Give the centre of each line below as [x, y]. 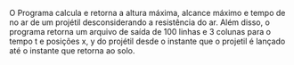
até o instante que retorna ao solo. [72, 51]
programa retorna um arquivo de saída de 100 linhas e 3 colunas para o [140, 32]
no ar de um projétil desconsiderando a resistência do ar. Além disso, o [139, 22]
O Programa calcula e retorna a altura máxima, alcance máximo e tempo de [147, 13]
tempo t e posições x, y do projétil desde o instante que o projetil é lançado [147, 41]
